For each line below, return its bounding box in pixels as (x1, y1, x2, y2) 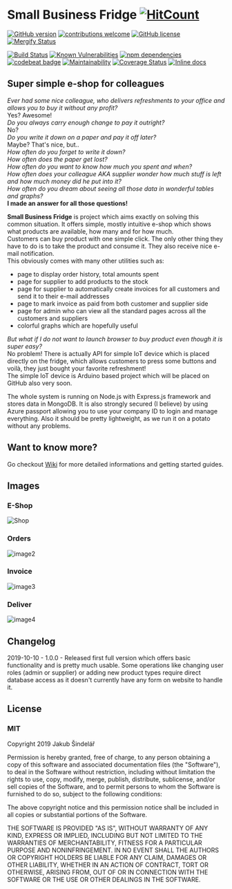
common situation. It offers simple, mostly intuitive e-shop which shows (7, 220, 212, 228)
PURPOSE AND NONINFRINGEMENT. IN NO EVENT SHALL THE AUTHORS (7, 845, 220, 854)
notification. (20, 249, 55, 257)
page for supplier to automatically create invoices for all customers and (17, 284, 220, 293)
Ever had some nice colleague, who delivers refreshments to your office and (7, 96, 225, 104)
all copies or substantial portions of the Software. (7, 810, 147, 818)
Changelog (7, 635, 56, 647)
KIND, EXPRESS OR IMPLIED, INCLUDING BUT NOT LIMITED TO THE (7, 831, 203, 839)
